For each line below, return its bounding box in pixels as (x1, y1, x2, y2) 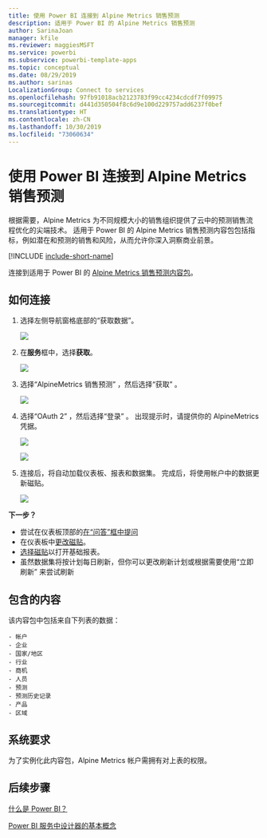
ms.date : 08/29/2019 (8, 71, 77, 79)
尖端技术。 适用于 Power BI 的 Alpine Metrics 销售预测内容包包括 (35, 225, 249, 235)
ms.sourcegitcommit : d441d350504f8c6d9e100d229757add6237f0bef (8, 101, 223, 109)
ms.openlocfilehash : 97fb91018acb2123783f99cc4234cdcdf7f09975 (8, 93, 223, 101)
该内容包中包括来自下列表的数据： (8, 615, 120, 625)
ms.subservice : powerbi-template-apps (8, 57, 137, 65)
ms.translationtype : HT (8, 109, 88, 117)
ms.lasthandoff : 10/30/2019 (8, 123, 102, 131)
